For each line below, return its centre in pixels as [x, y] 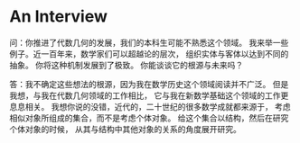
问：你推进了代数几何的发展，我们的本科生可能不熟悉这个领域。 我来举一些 [149, 42]
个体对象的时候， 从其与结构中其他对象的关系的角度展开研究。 [125, 129]
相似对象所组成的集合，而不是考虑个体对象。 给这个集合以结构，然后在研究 [149, 118]
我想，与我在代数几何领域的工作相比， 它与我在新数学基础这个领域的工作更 [149, 95]
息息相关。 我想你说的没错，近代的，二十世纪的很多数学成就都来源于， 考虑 [150, 106]
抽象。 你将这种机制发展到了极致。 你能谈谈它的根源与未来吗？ [127, 65]
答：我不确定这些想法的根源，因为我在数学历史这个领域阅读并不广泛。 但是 [149, 84]
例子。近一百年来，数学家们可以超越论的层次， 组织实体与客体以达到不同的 [149, 54]
